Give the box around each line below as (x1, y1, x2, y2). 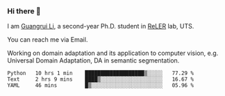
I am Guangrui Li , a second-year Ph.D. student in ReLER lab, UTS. (7, 22, 194, 31)
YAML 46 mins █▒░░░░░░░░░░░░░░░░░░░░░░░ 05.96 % (7, 82, 194, 89)
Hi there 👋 (7, 6, 42, 16)
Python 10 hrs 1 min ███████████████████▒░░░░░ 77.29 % (7, 70, 194, 77)
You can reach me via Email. (7, 35, 88, 44)
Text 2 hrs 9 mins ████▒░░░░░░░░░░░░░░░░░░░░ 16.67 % (7, 76, 194, 83)
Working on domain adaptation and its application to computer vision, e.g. (7, 49, 219, 58)
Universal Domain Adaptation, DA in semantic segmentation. (7, 56, 180, 65)
